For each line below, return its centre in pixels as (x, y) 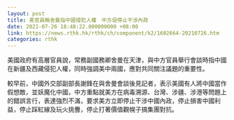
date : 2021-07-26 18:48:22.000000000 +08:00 (73, 26)
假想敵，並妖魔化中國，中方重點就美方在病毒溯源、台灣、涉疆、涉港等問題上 (117, 92)
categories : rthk (32, 40)
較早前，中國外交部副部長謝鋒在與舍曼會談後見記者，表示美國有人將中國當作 (117, 83)
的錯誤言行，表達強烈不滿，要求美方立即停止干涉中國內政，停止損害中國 (111, 101)
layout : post (26, 14)
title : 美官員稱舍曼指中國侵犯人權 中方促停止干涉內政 (78, 20)
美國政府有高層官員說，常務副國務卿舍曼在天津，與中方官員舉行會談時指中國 (117, 60)
